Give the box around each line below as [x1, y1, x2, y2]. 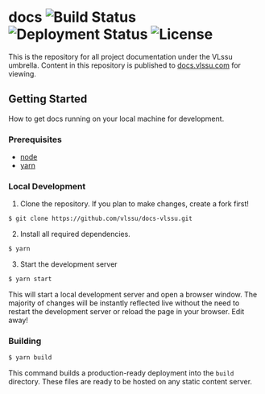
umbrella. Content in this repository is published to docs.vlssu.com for [8, 60, 242, 70]
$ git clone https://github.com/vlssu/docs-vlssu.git [8, 214, 193, 223]
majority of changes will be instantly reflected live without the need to [8, 298, 240, 308]
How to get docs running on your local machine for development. [8, 114, 225, 123]
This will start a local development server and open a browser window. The [8, 289, 258, 299]
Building [8, 335, 42, 346]
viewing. [8, 68, 36, 78]
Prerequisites [8, 134, 62, 145]
